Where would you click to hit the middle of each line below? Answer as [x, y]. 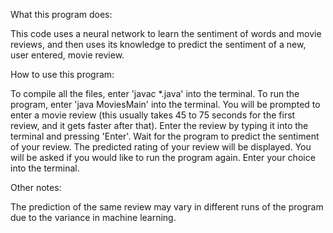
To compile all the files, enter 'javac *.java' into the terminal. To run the [155, 93]
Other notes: [36, 187]
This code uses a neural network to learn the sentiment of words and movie [166, 33]
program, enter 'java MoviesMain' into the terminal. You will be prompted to [165, 104]
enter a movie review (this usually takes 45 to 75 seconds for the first [153, 115]
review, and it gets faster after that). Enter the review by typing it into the [159, 125]
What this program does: [61, 14]
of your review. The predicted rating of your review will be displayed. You [161, 147]
